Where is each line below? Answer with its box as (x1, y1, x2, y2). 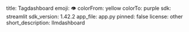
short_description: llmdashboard (6, 19, 85, 26)
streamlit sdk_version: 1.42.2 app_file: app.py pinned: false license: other (6, 13, 183, 20)
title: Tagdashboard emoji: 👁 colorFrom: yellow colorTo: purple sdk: (6, 5, 172, 12)
